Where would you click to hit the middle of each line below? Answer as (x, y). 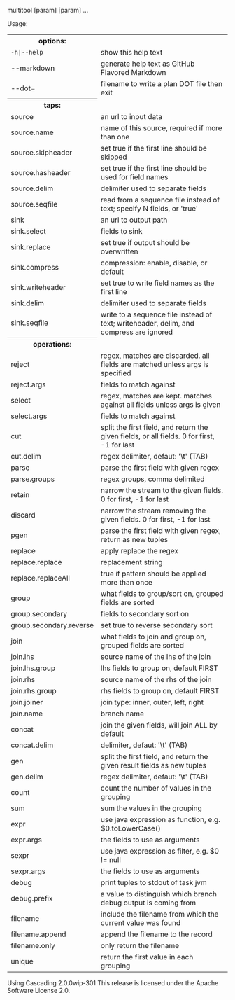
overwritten (119, 251)
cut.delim (26, 456)
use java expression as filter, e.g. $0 (159, 851)
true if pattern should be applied (153, 574)
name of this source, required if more (161, 127)
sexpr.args (28, 871)
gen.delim (27, 777)
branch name (122, 714)
